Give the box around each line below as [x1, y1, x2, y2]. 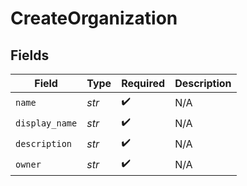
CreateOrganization [10, 7, 178, 30]
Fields [10, 47, 50, 64]
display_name [15, 117, 78, 129]
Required [121, 77, 166, 90]
